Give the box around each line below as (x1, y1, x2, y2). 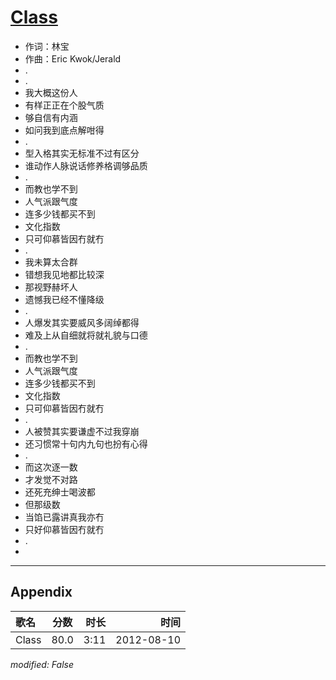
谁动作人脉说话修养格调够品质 (24, 159, 148, 171)
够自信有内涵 (24, 111, 78, 123)
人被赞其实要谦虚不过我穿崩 (24, 425, 140, 437)
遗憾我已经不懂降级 (24, 293, 105, 305)
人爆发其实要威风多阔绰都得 (24, 316, 140, 328)
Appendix (10, 584, 73, 601)
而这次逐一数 (24, 461, 78, 473)
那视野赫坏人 (24, 281, 78, 293)
